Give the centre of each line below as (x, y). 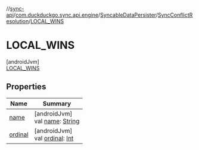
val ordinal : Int (54, 138)
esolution (18, 21)
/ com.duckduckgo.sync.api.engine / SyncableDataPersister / (85, 15)
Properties (26, 87)
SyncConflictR (175, 15)
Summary (57, 104)
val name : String (57, 121)
